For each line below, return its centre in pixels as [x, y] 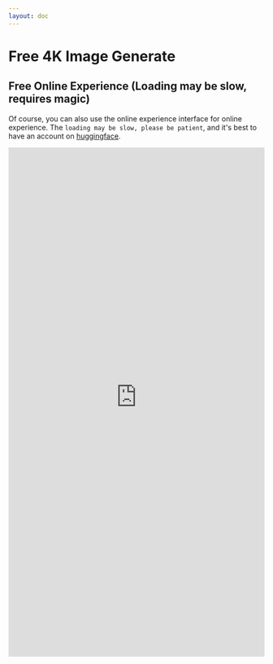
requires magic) [50, 99]
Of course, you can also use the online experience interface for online [125, 118]
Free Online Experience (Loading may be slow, [128, 86]
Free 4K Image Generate [92, 56]
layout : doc [28, 16]
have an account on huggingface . [65, 136]
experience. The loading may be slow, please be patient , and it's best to [133, 127]
